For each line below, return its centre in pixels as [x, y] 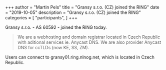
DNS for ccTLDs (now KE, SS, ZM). [53, 47]
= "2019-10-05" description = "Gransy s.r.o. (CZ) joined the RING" [73, 12]
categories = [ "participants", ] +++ [41, 18]
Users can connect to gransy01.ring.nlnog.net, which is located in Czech [80, 57]
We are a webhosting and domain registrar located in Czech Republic [89, 37]
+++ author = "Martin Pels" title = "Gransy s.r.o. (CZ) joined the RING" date [82, 7]
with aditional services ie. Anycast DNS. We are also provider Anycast [89, 42]
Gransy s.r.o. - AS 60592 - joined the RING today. [56, 27]
